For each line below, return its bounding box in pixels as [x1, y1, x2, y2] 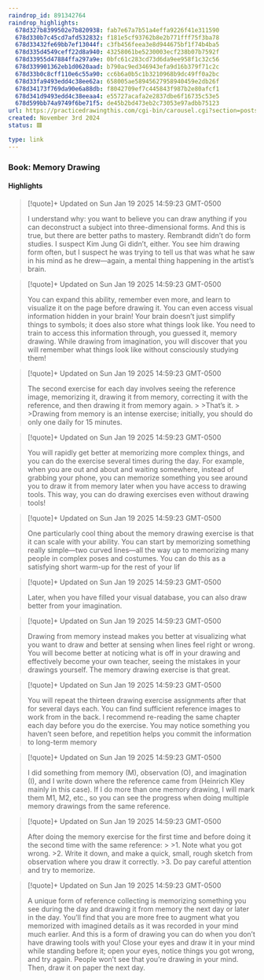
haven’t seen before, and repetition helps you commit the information [27, 729, 251, 738]
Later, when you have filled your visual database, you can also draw [27, 592, 247, 602]
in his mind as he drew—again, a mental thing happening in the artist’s [27, 255, 255, 265]
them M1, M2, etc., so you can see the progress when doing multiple [27, 793, 249, 802]
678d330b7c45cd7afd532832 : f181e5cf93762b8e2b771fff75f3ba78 [15, 33, 220, 42]
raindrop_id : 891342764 [8, 11, 86, 20]
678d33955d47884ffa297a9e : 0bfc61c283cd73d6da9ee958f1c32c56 [15, 56, 220, 64]
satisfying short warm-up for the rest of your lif [27, 562, 181, 571]
